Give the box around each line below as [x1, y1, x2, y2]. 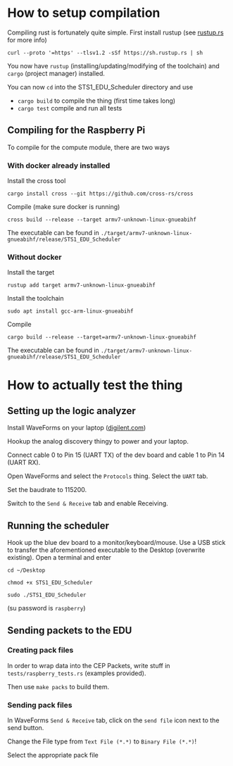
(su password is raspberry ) [7, 604, 86, 613]
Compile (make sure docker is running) [7, 203, 120, 211]
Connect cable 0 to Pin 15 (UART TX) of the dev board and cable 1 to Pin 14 [7, 451, 225, 459]
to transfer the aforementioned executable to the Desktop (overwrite [7, 546, 206, 554]
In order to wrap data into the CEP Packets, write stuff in [7, 661, 170, 670]
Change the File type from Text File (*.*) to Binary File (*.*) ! [7, 737, 197, 746]
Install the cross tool [7, 177, 66, 185]
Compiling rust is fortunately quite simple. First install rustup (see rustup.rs [7, 28, 224, 37]
